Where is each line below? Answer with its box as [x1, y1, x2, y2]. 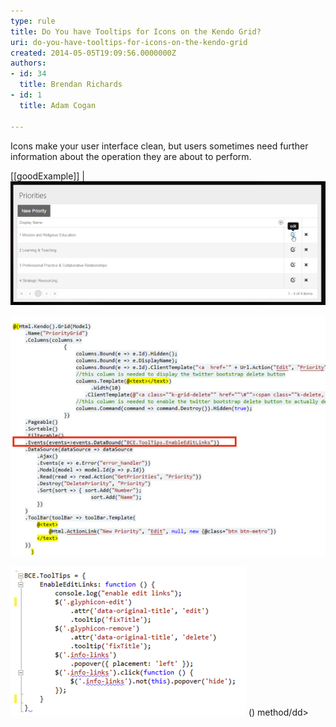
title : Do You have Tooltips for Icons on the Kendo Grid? [10, 26, 262, 37]
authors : [10, 58, 47, 69]
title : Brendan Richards [19, 80, 123, 90]
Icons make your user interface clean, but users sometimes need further [10, 140, 309, 152]
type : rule [10, 16, 56, 26]
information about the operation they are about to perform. [10, 150, 252, 162]
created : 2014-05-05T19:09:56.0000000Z [10, 48, 177, 58]
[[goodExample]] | [10, 170, 85, 182]
